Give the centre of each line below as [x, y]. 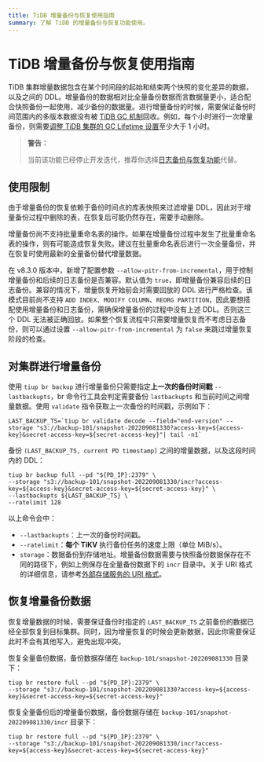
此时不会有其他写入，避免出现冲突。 [67, 641]
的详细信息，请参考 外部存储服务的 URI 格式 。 [93, 574]
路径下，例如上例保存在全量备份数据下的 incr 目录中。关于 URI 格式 [143, 564]
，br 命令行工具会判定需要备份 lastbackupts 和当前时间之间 [147, 397]
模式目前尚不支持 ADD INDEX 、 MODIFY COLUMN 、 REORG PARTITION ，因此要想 [126, 300]
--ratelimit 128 [35, 503]
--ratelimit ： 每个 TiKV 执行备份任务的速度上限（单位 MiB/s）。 [123, 545]
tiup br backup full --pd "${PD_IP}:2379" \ [82, 475]
